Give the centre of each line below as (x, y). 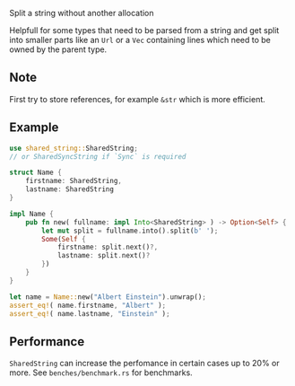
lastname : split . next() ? (104, 256)
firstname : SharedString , (74, 181)
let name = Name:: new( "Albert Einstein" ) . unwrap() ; (108, 297)
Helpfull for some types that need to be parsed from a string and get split (144, 30)
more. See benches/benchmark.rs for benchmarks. (101, 373)
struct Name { (36, 173)
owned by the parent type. (58, 49)
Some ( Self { (64, 239)
